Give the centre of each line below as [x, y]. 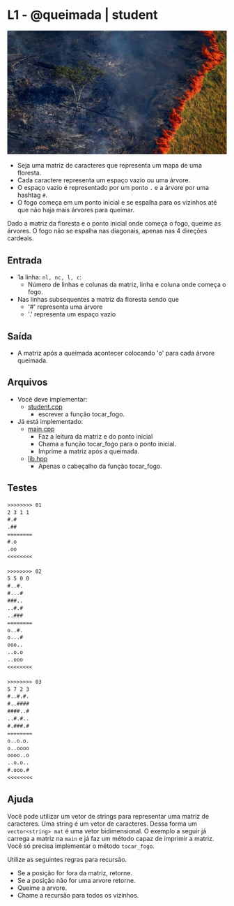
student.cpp [45, 407]
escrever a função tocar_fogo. [81, 414]
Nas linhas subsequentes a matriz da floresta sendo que [98, 300]
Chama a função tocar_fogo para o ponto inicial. [107, 444]
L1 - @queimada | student [83, 15]
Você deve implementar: [52, 399]
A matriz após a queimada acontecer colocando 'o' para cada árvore [116, 353]
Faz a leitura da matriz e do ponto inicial [95, 436]
